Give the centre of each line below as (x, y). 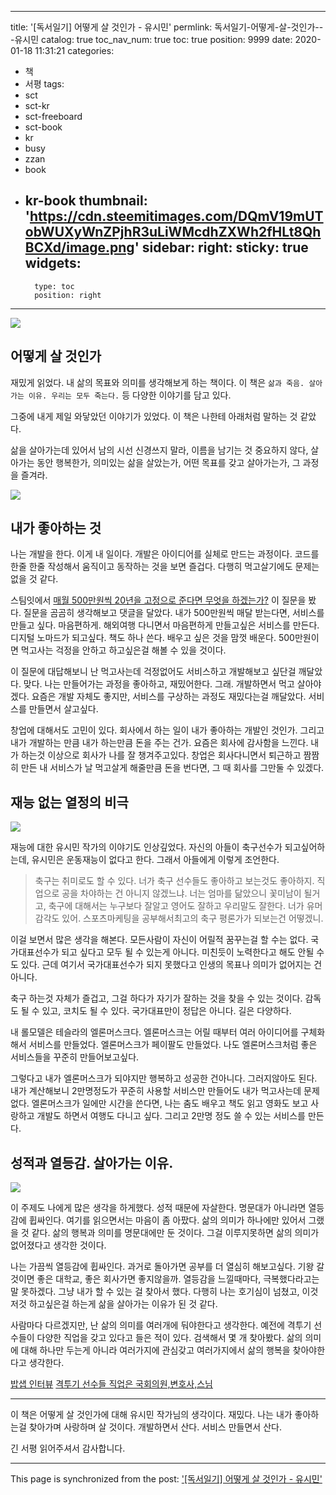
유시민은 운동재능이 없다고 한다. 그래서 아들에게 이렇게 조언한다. (155, 860)
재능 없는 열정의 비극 (69, 802)
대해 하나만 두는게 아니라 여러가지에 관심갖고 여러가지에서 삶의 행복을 (155, 1350)
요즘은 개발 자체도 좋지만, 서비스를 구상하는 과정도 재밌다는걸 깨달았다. (169, 697)
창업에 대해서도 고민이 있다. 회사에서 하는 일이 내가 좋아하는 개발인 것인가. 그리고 (167, 730)
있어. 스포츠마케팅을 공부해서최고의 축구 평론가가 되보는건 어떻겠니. (192, 918)
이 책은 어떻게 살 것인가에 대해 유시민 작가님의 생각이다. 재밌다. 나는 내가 (151, 1415)
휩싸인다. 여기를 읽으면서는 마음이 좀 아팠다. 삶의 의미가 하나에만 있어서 (167, 1220)
